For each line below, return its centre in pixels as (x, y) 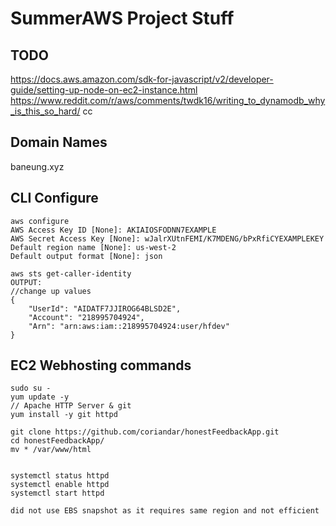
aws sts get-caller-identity (71, 273)
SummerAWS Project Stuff (122, 18)
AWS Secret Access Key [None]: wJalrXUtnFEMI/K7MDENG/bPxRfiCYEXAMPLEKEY (167, 238)
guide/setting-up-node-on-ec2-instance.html (104, 90)
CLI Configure (54, 198)
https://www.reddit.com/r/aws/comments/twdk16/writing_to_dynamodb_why (168, 100)
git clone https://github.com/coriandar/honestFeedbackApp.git (145, 432)
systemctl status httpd (60, 476)
